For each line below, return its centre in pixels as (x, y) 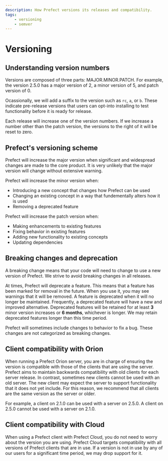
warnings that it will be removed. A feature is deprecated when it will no (80, 296)
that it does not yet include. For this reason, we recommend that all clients (82, 388)
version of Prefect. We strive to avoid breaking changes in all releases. (78, 276)
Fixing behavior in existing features (49, 232)
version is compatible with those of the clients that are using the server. (79, 367)
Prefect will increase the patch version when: (52, 216)
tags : (11, 15)
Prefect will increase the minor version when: (52, 181)
